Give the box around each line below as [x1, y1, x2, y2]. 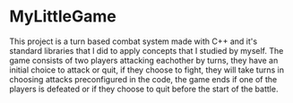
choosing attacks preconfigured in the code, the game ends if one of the [9, 73, 278, 84]
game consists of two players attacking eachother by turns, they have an [9, 55, 279, 65]
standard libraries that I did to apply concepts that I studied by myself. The [9, 45, 284, 56]
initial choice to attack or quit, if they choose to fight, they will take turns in [9, 64, 285, 75]
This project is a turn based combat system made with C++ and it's [9, 36, 258, 47]
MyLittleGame [9, 6, 116, 27]
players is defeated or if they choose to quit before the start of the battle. [9, 83, 279, 94]
